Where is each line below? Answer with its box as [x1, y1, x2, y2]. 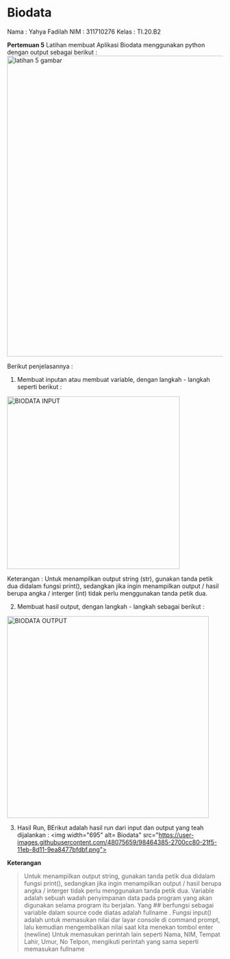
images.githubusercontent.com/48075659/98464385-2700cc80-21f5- [16, 838, 218, 846]
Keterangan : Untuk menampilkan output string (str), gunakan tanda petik [7, 574, 214, 583]
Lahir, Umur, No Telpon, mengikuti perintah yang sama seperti [23, 937, 199, 945]
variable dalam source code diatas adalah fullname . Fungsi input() [23, 908, 212, 916]
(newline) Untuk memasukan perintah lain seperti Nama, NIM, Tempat [23, 930, 220, 938]
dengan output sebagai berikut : [7, 48, 98, 56]
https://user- [158, 831, 194, 839]
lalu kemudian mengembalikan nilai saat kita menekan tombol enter [23, 923, 214, 931]
